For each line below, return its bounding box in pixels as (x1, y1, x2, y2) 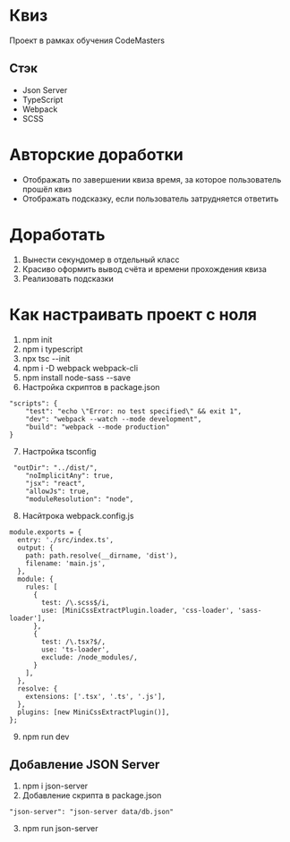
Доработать (9, 225, 106, 244)
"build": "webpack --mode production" (25, 422, 170, 431)
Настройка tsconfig (21, 446, 97, 456)
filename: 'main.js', (25, 558, 106, 568)
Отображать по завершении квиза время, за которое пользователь (21, 174, 282, 184)
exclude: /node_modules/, (41, 652, 139, 662)
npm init (21, 334, 53, 344)
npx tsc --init (21, 353, 71, 363)
